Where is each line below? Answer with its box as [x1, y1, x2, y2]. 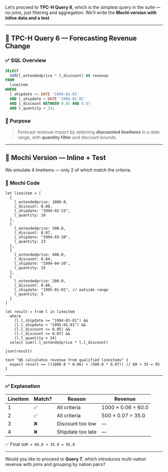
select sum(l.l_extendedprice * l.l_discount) [9, 340, 108, 345]
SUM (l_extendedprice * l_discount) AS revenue [9, 73, 108, 78]
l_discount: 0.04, [14, 256, 52, 261]
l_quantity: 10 [14, 213, 46, 218]
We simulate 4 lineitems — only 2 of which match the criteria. [5, 167, 131, 173]
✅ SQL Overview [5, 57, 46, 64]
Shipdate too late [56, 428, 96, 435]
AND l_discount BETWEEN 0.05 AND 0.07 [9, 101, 91, 106]
